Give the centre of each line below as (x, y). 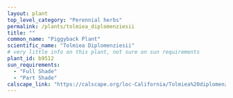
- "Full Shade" (35, 71)
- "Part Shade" (35, 78)
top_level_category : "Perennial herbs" (65, 20)
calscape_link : (29, 84)
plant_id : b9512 (31, 59)
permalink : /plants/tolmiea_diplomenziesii (71, 26)
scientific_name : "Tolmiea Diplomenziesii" (71, 46)
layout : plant (28, 13)
